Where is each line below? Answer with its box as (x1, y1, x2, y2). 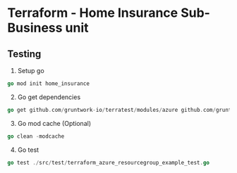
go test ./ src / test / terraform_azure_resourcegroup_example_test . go (7, 159, 210, 166)
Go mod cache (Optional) (17, 119, 92, 127)
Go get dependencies (17, 93, 81, 101)
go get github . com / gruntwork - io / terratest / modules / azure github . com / (7, 106, 217, 113)
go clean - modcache (7, 132, 65, 140)
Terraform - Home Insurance (7, 5, 178, 21)
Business (7, 20, 63, 36)
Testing (7, 48, 42, 60)
